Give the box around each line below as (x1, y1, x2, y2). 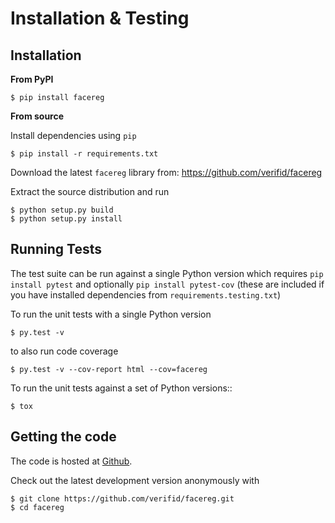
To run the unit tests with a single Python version (10, 308, 212, 320)
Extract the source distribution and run (10, 186, 170, 197)
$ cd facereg (10, 502, 65, 512)
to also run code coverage (10, 345, 119, 357)
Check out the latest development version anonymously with (10, 474, 260, 486)
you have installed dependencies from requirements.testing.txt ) (10, 288, 282, 301)
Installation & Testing (10, 7, 190, 30)
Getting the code (10, 428, 117, 446)
